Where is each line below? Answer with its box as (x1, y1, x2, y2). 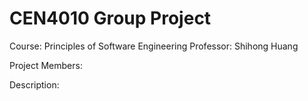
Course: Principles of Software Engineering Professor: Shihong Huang (9, 40, 299, 52)
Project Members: (9, 59, 83, 71)
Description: (9, 78, 60, 91)
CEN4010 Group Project (9, 7, 212, 30)
